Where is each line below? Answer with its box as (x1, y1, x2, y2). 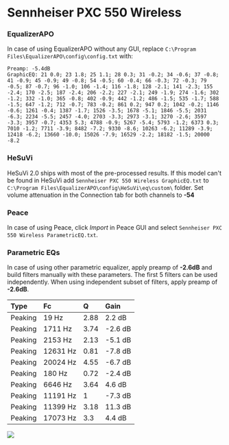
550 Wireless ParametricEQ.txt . (7, 231, 98, 239)
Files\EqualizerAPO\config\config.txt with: (7, 52, 134, 60)
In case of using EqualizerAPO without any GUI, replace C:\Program (7, 45, 197, 53)
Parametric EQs (7, 248, 60, 257)
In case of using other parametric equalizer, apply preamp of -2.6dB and (7, 263, 213, 272)
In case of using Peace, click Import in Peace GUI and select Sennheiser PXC (7, 224, 223, 232)
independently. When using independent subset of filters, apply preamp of (7, 278, 218, 286)
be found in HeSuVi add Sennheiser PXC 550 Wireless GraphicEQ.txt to (7, 176, 209, 184)
